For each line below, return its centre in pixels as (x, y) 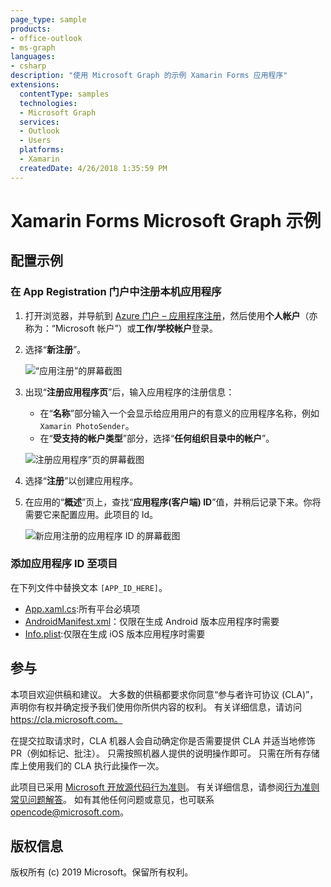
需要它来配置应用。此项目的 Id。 (91, 514)
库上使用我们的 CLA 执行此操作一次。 (87, 765)
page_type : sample (48, 19)
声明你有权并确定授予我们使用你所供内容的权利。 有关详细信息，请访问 (156, 707)
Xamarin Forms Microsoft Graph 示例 (166, 220)
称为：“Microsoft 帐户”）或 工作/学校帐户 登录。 (121, 328)
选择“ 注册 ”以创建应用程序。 (81, 480)
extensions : (35, 85)
